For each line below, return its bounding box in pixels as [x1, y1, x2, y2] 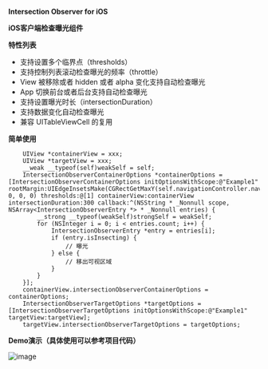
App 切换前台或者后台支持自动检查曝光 [19, 87, 148, 97]
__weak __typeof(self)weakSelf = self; [22, 164, 156, 172]
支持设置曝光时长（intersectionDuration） [19, 97, 157, 106]
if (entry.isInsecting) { [50, 234, 137, 242]
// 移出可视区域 [65, 258, 112, 266]
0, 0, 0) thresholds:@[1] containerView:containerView [8, 192, 195, 200]
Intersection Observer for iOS [8, 7, 108, 16]
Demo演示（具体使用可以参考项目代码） [8, 335, 140, 345]
